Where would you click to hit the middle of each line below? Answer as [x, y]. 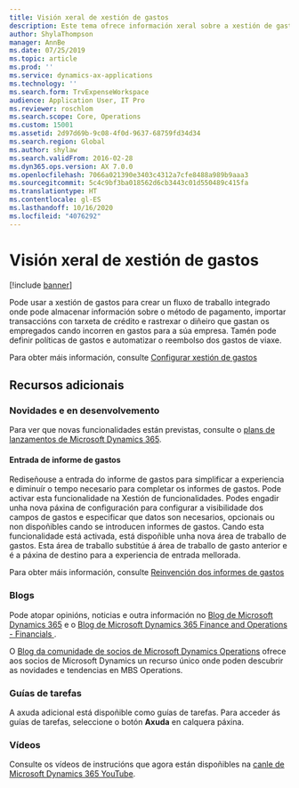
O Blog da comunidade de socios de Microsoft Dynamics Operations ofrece [148, 651]
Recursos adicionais [67, 385]
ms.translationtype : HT [53, 191]
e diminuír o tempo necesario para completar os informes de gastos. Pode [145, 489]
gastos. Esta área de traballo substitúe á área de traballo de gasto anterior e [148, 546]
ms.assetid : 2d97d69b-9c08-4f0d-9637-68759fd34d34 [105, 134]
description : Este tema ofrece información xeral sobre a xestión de [141, 26]
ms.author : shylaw [43, 150]
